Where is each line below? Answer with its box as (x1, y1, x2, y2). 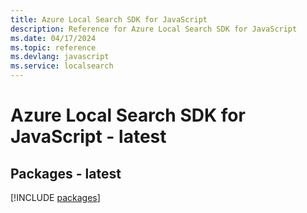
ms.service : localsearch (10, 61, 114, 71)
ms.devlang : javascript (10, 52, 110, 62)
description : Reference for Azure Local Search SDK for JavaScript (10, 24, 298, 34)
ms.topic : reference (10, 42, 97, 53)
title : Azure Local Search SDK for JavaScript (10, 14, 208, 25)
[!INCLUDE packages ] (10, 192, 101, 203)
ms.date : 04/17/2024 (10, 33, 97, 43)
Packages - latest (10, 165, 122, 182)
